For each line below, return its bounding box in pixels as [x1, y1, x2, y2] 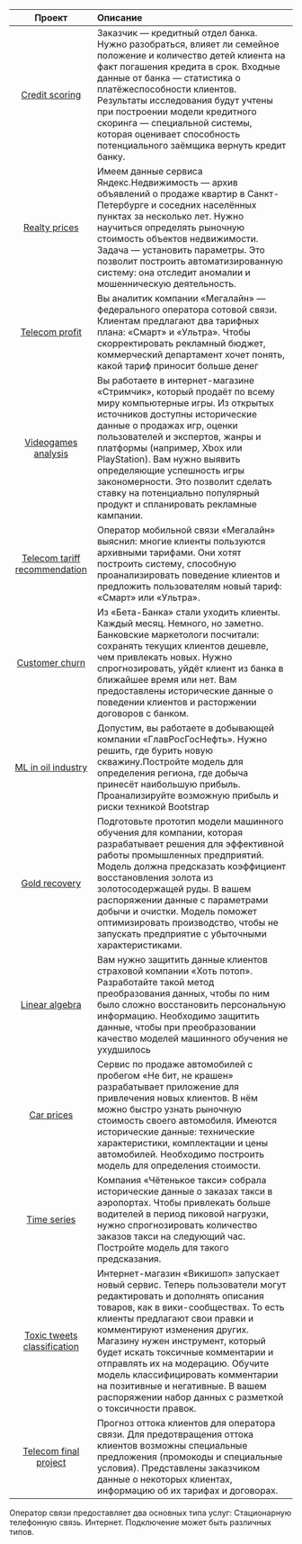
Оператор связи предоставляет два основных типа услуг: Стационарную [9, 1507, 292, 1518]
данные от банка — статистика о [97, 72, 241, 84]
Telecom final [22, 1445, 80, 1457]
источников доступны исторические [97, 408, 258, 420]
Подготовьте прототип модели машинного [97, 815, 284, 827]
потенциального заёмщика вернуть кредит [97, 139, 287, 151]
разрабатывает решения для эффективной [97, 838, 285, 849]
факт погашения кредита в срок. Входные [97, 60, 280, 73]
